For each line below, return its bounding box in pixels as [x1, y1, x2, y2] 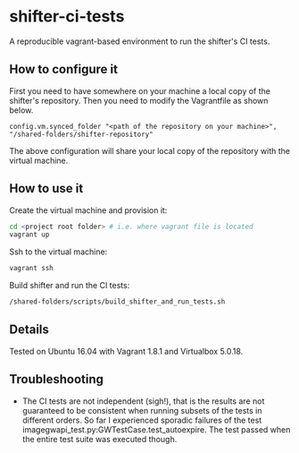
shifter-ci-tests [9, 6, 125, 27]
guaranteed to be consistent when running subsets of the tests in [21, 405, 262, 415]
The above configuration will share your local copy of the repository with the [9, 145, 291, 156]
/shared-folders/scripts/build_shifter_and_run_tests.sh [9, 297, 226, 306]
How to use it [9, 181, 84, 196]
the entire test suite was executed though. [21, 433, 178, 444]
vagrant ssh [9, 264, 54, 273]
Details [9, 322, 49, 338]
